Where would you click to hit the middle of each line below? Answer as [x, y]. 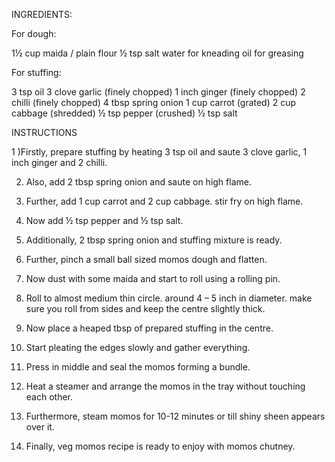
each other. [49, 397]
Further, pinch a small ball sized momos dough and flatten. [146, 259]
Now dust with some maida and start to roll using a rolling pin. [153, 278]
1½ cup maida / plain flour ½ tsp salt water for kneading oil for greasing [157, 53]
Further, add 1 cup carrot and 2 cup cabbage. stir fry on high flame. [164, 201]
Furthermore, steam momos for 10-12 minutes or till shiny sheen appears [175, 416]
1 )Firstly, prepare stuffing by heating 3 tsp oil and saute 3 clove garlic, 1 [159, 152]
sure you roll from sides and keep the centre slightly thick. [145, 308]
